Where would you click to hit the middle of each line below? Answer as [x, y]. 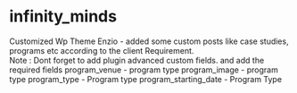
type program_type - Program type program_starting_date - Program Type [146, 79]
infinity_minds [63, 17]
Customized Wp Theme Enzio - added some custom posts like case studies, [149, 41]
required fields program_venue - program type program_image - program [144, 70]
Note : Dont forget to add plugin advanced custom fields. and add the [137, 60]
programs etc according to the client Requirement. [102, 50]
